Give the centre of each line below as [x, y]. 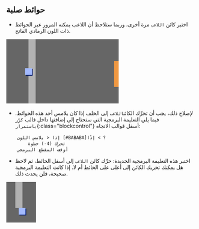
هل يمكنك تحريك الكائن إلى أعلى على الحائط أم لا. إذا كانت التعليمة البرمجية [99, 167]
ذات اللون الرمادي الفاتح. [43, 31]
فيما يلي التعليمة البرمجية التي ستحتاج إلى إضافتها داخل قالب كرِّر [87, 119]
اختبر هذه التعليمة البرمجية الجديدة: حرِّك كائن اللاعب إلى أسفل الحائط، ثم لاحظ [103, 160]
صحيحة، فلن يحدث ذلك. [41, 173]
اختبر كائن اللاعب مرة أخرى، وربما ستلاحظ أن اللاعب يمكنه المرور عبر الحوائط [101, 24]
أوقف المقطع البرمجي [43, 150]
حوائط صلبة [26, 10]
